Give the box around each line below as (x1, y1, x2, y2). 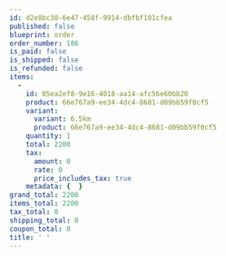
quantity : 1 (25, 132, 71, 141)
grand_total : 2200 (9, 191, 79, 200)
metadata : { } (25, 182, 84, 192)
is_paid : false (9, 47, 67, 56)
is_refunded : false (9, 64, 84, 74)
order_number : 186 (9, 38, 79, 48)
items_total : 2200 (9, 199, 79, 209)
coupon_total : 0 (9, 224, 71, 233)
